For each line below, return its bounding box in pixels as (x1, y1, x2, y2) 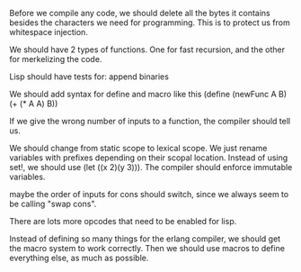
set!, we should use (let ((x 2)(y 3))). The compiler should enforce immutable (9, 162, 293, 172)
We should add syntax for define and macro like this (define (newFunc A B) (9, 89, 288, 99)
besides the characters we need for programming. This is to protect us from (9, 17, 290, 28)
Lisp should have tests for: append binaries (9, 71, 169, 82)
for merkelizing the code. (9, 54, 102, 64)
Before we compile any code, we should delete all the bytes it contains (9, 8, 271, 18)
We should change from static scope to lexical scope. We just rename (9, 143, 268, 153)
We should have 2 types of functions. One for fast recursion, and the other (9, 44, 286, 55)
